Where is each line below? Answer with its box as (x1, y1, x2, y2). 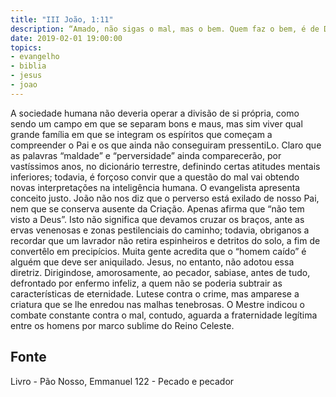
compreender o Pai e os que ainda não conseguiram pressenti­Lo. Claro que (10, 139, 322, 151)
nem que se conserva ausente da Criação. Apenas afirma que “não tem (10, 202, 305, 215)
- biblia (10, 61, 47, 71)
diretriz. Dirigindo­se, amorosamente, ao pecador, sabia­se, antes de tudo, (10, 266, 311, 278)
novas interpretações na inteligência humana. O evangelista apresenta (10, 181, 301, 193)
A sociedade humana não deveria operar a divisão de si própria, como (10, 107, 300, 119)
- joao (10, 80, 38, 90)
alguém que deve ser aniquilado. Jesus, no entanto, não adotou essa (10, 256, 295, 268)
